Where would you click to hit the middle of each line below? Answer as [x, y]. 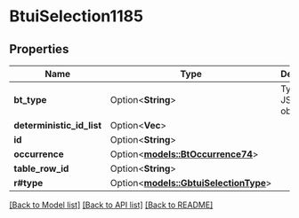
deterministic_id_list [58, 125]
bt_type [30, 100]
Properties [39, 49]
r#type [28, 183]
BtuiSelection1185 [77, 16]
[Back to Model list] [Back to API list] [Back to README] [111, 205]
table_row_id [41, 168]
